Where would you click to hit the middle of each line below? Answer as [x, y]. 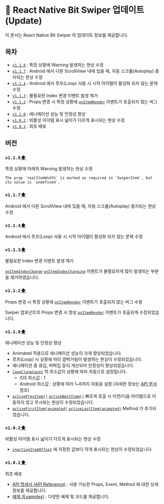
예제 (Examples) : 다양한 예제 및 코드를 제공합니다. [61, 496]
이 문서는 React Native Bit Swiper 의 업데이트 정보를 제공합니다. [67, 35]
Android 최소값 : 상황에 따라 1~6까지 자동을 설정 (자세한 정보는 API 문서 [88, 384]
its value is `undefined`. [33, 182]
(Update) [24, 21]
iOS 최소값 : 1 [32, 378]
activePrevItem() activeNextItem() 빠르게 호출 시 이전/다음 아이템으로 [82, 396]
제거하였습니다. [25, 278]
